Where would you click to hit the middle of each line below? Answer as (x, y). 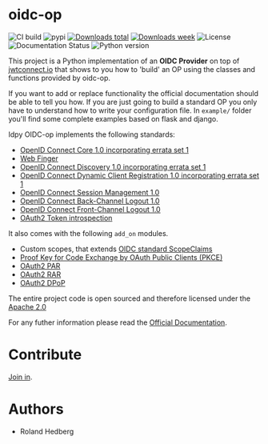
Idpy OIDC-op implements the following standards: (92, 134)
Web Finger (39, 158)
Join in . (20, 377)
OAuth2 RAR (40, 274)
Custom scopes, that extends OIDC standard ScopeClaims (116, 249)
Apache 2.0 (27, 306)
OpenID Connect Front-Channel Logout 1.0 (90, 209)
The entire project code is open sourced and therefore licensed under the (129, 298)
